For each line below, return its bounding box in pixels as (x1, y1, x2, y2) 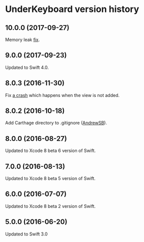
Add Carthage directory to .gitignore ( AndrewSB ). (5, 120, 107, 126)
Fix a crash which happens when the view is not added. (5, 92, 120, 98)
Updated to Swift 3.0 (5, 231, 48, 237)
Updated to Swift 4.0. (5, 64, 49, 70)
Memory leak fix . (5, 36, 40, 42)
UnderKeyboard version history (5, 3, 139, 15)
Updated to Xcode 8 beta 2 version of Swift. (5, 203, 96, 209)
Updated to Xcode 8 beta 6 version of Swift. (5, 147, 96, 153)
